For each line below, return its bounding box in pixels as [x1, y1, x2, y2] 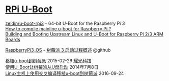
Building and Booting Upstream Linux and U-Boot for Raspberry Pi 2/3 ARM [5, 31, 164, 37]
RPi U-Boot [5, 4, 52, 15]
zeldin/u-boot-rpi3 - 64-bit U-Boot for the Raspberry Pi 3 [5, 20, 125, 26]
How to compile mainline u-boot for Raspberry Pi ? [5, 25, 111, 31]
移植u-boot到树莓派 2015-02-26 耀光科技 [5, 57, 92, 64]
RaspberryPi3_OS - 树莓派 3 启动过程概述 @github [5, 47, 111, 53]
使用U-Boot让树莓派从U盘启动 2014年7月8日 [5, 64, 99, 70]
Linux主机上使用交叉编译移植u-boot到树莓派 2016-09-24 [5, 70, 124, 76]
